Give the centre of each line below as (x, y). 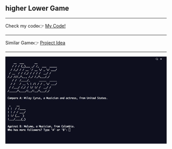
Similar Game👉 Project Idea (35, 42)
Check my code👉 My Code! (36, 26)
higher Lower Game (37, 8)
